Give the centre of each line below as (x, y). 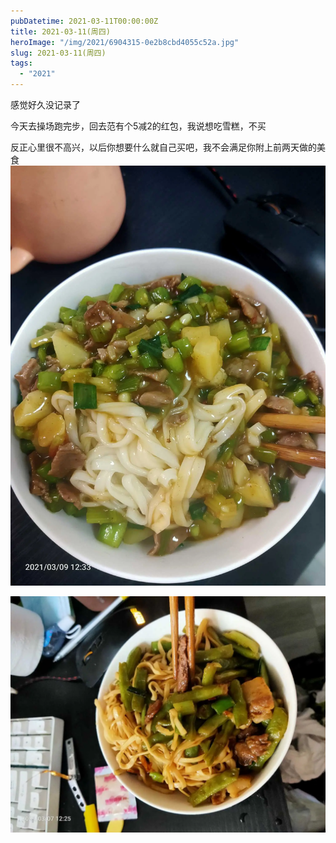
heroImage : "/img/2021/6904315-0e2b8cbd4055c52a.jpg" (125, 42)
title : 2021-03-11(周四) (60, 31)
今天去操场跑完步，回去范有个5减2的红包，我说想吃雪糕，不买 (138, 126)
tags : (21, 63)
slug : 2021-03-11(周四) (58, 53)
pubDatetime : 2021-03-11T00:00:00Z (84, 21)
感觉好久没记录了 (45, 104)
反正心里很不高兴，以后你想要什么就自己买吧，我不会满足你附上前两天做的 (163, 147)
